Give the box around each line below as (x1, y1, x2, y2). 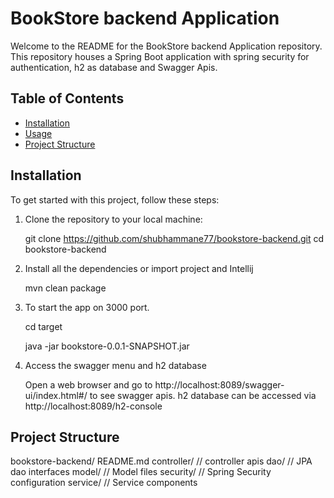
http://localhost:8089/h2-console (24, 400, 163, 412)
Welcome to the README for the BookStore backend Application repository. (10, 40, 323, 52)
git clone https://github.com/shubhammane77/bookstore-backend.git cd (24, 232, 325, 244)
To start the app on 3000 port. (24, 301, 150, 313)
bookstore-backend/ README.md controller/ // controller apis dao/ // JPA (10, 455, 313, 467)
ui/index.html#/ (24, 389, 88, 401)
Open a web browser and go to (24, 378, 153, 391)
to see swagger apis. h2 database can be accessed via (89, 389, 317, 401)
